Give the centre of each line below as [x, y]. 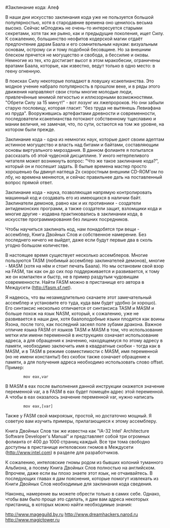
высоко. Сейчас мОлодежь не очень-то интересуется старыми [74, 28]
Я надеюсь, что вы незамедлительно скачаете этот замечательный [78, 297]
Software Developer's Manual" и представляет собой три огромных [78, 436]
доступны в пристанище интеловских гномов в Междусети [70, 447]
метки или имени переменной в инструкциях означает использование [82, 335]
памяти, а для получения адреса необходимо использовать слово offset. [85, 362]
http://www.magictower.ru [32, 520]
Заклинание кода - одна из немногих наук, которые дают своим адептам [85, 139]
